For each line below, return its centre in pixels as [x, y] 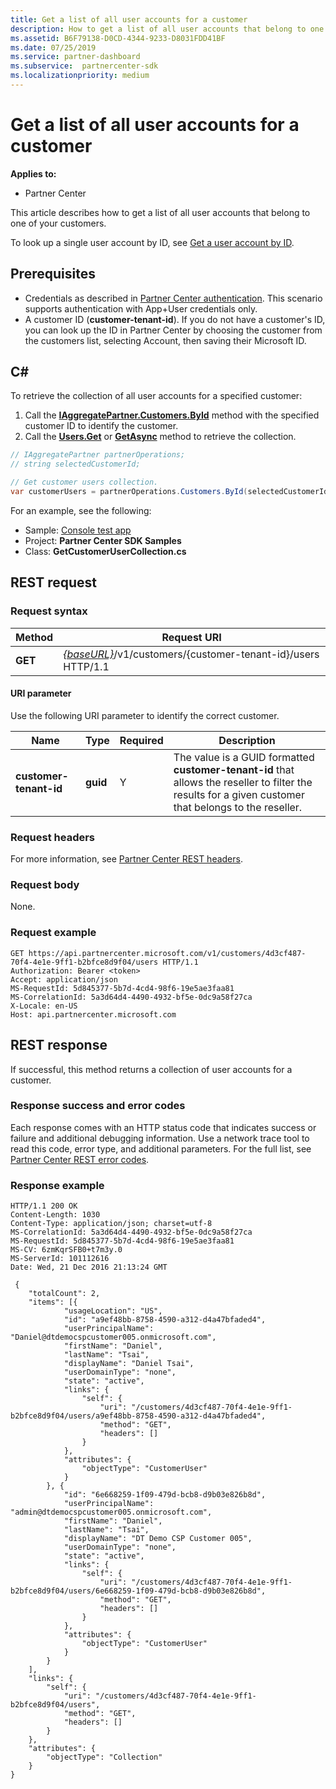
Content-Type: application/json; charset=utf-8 [111, 1224]
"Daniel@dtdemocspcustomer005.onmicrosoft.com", [113, 1337]
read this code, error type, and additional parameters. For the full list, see [161, 1148]
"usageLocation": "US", [113, 1311]
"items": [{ [53, 1302]
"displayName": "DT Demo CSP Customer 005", [158, 1539]
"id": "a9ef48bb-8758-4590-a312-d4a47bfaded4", [165, 1320]
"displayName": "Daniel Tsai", [129, 1364]
